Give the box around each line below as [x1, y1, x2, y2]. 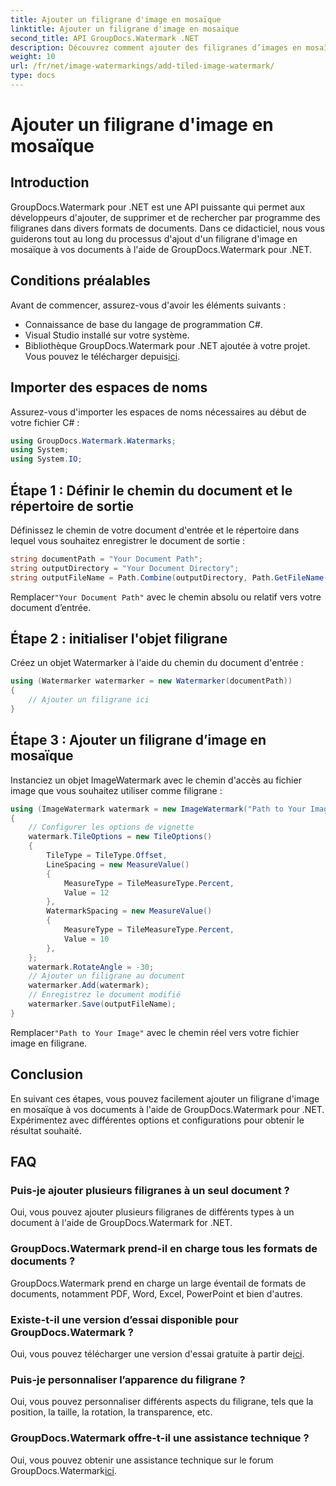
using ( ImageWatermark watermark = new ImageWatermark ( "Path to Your [10, 804, 307, 814]
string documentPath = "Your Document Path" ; [10, 554, 203, 564]
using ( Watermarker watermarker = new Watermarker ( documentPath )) [10, 676, 293, 686]
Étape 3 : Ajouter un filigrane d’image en [10, 732, 267, 749]
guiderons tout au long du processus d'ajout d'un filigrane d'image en [10, 232, 298, 245]
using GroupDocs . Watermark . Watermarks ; [10, 436, 177, 446]
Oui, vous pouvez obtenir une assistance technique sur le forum [10, 1454, 274, 1466]
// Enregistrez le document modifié [28, 990, 182, 1000]
